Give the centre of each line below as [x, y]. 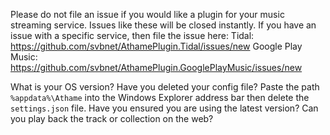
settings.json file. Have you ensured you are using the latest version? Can [164, 108]
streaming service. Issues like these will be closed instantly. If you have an [163, 25]
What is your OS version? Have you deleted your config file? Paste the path [165, 87]
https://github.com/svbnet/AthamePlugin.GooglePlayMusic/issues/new [156, 67]
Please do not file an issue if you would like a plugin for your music [147, 14]
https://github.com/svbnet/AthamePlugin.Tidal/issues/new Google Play [156, 46]
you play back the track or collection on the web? [112, 118]
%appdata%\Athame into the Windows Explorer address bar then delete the [160, 97]
